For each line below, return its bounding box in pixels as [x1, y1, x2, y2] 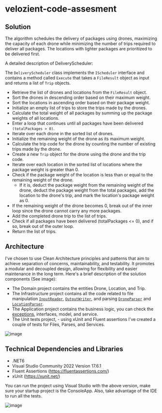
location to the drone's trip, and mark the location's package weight [19, 192, 155, 198]
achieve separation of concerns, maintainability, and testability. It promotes [5, 260, 155, 266]
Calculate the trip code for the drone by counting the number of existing [12, 141, 156, 146]
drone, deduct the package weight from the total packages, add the [19, 188, 154, 193]
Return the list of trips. [12, 229, 57, 234]
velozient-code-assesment [5, 3, 117, 15]
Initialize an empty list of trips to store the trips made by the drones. [12, 105, 147, 111]
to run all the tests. [5, 393, 42, 398]
